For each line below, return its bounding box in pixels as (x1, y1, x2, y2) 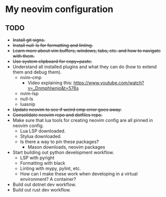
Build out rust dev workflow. (12, 187, 71, 192)
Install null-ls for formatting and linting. (12, 42, 93, 48)
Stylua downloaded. (20, 134, 62, 139)
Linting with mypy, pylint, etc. (20, 165, 81, 171)
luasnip (20, 101, 35, 107)
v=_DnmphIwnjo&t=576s (27, 85, 79, 91)
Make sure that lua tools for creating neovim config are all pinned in (12, 117, 153, 123)
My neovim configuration (5, 4, 114, 15)
